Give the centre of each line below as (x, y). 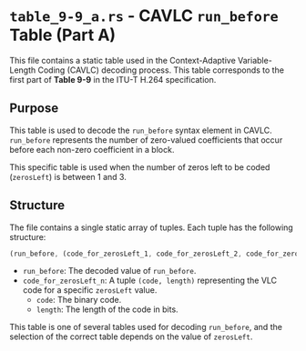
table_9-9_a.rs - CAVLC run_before (144, 16)
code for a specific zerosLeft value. (90, 290)
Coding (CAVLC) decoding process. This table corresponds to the (161, 70)
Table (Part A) (63, 35)
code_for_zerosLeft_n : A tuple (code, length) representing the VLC (150, 281)
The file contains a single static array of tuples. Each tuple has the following (151, 227)
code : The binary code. (79, 300)
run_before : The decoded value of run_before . (109, 271)
